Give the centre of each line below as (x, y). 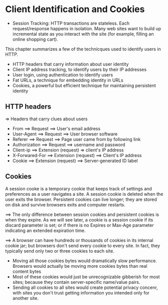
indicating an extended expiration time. (45, 231)
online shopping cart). (35, 39)
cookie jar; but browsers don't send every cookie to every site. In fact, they (83, 246)
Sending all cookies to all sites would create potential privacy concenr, (85, 287)
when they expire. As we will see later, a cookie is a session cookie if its (79, 219)
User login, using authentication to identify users (63, 74)
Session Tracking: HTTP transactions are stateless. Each (71, 23)
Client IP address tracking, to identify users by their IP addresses (79, 69)
